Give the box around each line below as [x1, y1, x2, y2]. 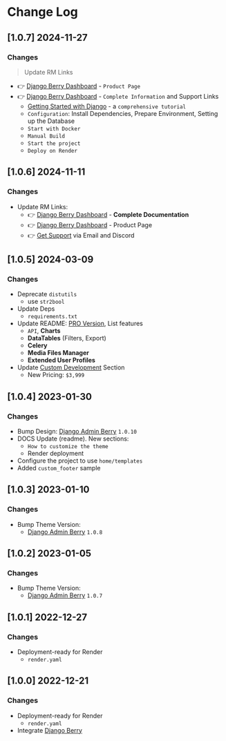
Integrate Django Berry [17, 726, 83, 734]
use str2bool [27, 298, 65, 306]
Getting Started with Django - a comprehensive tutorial [27, 102, 187, 110]
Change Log [7, 4, 78, 20]
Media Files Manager [27, 349, 90, 357]
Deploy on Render [27, 147, 78, 154]
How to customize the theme [27, 443, 109, 450]
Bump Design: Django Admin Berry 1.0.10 [17, 427, 137, 435]
